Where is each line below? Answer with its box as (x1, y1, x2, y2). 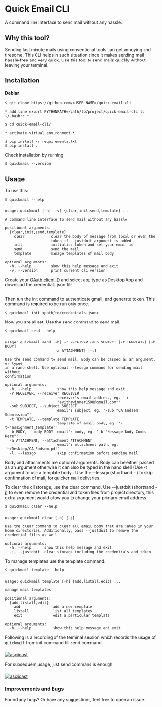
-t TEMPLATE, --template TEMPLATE (9, 417, 79, 422)
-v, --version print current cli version (9, 268, 106, 273)
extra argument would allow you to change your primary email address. (5, 495, 148, 501)
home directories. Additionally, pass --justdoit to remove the (5, 528, 138, 533)
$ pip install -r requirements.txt (5, 139, 77, 144)
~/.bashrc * (5, 114, 29, 119)
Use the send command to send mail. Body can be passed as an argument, (5, 357, 156, 362)
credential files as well (5, 533, 57, 538)
